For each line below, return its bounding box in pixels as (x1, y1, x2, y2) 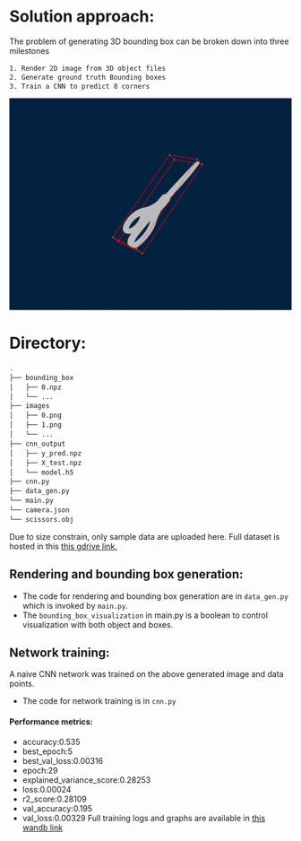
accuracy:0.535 (21, 736, 81, 747)
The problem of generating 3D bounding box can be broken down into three (9, 36, 289, 47)
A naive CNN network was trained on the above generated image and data (9, 669, 284, 680)
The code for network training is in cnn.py (21, 696, 176, 707)
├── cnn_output (9, 439, 66, 448)
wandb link (21, 822, 64, 833)
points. (9, 679, 35, 689)
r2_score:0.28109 (21, 793, 87, 804)
